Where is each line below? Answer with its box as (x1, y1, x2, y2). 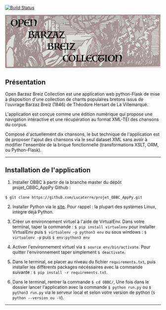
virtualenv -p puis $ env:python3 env (12, 234, 90, 240)
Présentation (5, 78, 46, 86)
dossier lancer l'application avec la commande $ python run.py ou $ (12, 284, 152, 290)
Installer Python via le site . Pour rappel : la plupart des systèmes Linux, (12, 204, 157, 209)
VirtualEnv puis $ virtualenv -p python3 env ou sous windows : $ (12, 229, 147, 235)
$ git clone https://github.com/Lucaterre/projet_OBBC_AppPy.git (5, 195, 142, 200)
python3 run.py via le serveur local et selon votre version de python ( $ (12, 289, 156, 295)
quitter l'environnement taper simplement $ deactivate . (12, 249, 126, 255)
